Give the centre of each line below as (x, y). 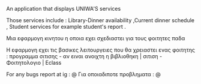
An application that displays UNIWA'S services (64, 9)
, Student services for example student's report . (66, 27)
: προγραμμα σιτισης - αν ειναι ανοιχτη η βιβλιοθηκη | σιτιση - (84, 56)
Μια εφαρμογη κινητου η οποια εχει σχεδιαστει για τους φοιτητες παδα (96, 38)
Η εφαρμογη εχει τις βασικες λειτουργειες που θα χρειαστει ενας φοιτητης (101, 50)
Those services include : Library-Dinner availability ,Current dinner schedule (100, 20)
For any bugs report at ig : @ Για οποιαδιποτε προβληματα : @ (83, 74)
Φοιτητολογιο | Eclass (34, 63)
